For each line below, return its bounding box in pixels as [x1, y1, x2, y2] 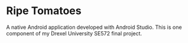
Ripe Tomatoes [6, 4, 82, 18]
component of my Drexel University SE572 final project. [6, 29, 142, 37]
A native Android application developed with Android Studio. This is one [6, 24, 183, 31]
